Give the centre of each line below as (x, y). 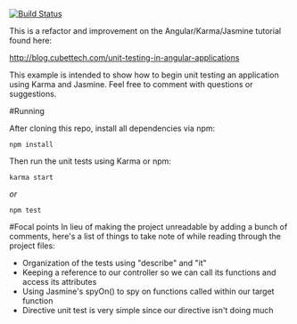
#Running (27, 111)
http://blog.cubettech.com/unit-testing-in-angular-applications (124, 57)
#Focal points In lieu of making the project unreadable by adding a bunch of (148, 227)
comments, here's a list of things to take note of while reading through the (145, 236)
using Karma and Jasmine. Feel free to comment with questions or (131, 84)
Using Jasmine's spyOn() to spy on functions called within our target (148, 291)
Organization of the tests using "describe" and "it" (114, 263)
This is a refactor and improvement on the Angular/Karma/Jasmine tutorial (145, 31)
